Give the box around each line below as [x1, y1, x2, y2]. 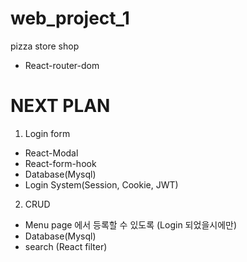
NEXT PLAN [10, 95, 111, 117]
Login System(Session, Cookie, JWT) [24, 178, 179, 191]
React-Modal [24, 147, 79, 159]
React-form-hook [24, 157, 97, 169]
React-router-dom [24, 59, 100, 71]
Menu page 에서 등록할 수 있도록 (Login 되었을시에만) [24, 218, 238, 231]
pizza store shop [10, 40, 80, 52]
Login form [24, 127, 71, 139]
